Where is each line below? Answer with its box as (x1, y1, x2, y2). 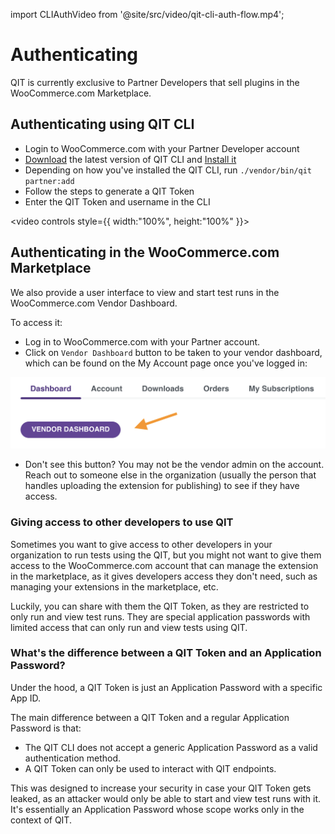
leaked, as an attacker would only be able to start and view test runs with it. (10, 792, 322, 804)
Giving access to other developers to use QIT (10, 515, 234, 529)
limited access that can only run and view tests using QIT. (10, 621, 248, 633)
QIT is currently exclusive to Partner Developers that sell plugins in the (10, 76, 300, 88)
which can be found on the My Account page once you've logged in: (24, 357, 308, 369)
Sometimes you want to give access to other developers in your (10, 538, 273, 550)
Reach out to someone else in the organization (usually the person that (24, 469, 317, 481)
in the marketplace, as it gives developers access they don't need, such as (10, 570, 318, 582)
